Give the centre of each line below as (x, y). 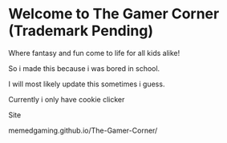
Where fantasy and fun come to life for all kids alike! (94, 53)
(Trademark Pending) (81, 31)
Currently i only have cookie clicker (67, 99)
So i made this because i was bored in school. (84, 68)
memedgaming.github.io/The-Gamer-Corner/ (83, 130)
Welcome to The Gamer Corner (114, 14)
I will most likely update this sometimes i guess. (87, 84)
